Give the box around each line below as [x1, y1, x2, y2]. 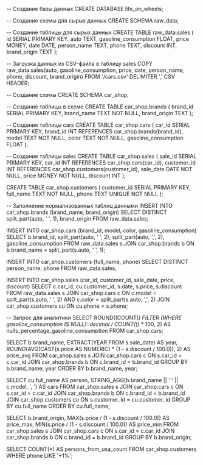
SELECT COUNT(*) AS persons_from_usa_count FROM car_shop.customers [6, 445, 197, 453]
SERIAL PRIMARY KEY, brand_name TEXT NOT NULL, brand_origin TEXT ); [6, 110, 193, 116]
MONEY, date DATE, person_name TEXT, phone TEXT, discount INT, [6, 42, 177, 49]
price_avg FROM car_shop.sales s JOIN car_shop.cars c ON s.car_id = [6, 352, 182, 359]
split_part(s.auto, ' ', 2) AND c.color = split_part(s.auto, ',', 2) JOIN [6, 296, 170, 303]
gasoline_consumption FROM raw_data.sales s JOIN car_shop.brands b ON [6, 240, 194, 247]
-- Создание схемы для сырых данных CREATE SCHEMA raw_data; [6, 17, 179, 24]
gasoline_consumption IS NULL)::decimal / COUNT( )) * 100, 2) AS [6, 321, 171, 328]
